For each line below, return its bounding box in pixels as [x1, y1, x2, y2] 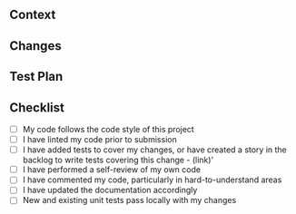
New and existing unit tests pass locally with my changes [22, 195, 237, 206]
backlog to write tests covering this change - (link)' [22, 154, 214, 166]
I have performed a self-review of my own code [22, 164, 202, 175]
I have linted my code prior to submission [22, 134, 177, 145]
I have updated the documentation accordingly [22, 185, 198, 196]
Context [9, 7, 56, 23]
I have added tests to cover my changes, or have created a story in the [22, 144, 288, 155]
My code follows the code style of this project [22, 123, 195, 134]
